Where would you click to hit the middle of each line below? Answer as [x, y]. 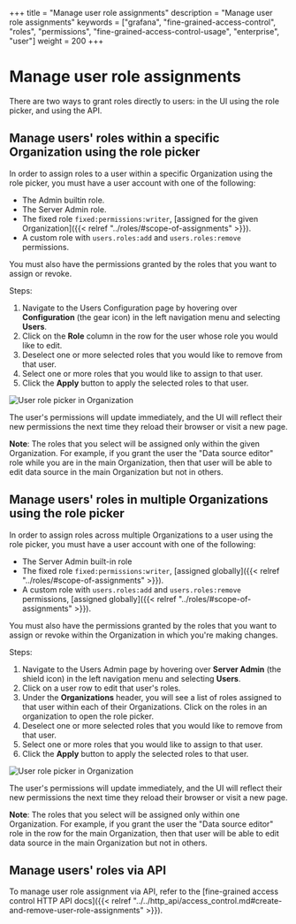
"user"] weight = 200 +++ [57, 41]
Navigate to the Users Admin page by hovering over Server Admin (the [152, 669]
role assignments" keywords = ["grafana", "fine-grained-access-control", [143, 22]
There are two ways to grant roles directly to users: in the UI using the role [144, 101]
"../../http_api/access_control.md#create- [208, 901]
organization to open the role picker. [88, 716]
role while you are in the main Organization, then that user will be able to [140, 462]
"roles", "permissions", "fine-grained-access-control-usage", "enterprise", [144, 31]
